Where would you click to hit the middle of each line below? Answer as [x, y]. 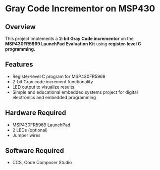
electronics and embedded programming [54, 97]
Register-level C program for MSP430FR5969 [59, 76]
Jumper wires [26, 135]
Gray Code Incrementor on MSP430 [80, 9]
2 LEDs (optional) [30, 130]
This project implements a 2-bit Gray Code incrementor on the [69, 38]
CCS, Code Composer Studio [42, 163]
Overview [21, 27]
